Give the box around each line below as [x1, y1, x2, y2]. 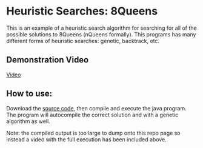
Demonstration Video [6, 55, 89, 65]
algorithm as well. [6, 117, 50, 125]
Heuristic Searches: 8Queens [6, 4, 158, 18]
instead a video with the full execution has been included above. [6, 135, 167, 143]
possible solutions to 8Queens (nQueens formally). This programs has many [6, 30, 196, 38]
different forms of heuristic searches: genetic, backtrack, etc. [6, 37, 159, 44]
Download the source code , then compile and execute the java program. [6, 104, 187, 112]
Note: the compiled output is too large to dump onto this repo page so [6, 129, 181, 136]
